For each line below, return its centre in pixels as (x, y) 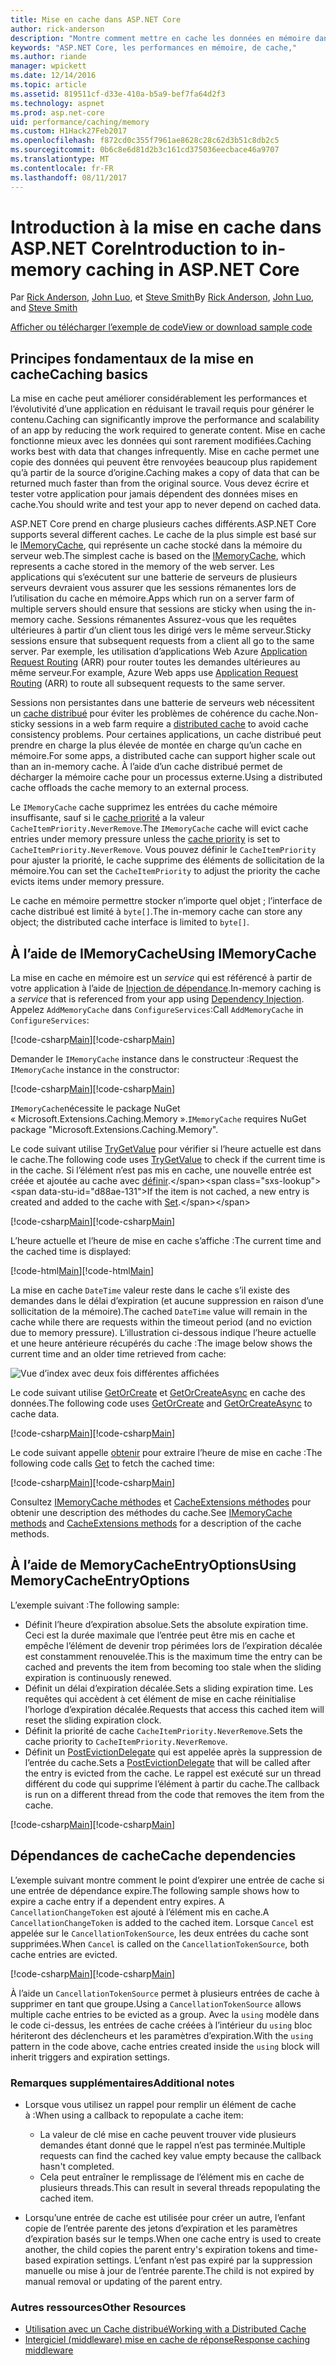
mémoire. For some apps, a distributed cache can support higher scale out (163, 756)
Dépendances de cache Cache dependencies (153, 1856)
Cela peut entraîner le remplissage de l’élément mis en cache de (172, 2177)
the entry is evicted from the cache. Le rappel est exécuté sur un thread (173, 1773)
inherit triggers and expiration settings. (90, 2057)
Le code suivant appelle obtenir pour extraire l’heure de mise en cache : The (166, 1453)
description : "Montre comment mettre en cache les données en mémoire (160, 38)
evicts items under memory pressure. (87, 882)
